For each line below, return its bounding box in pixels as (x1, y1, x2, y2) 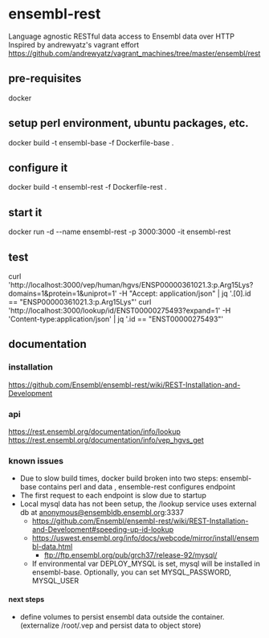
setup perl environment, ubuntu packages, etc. (8, 117, 249, 130)
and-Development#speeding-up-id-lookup (31, 525, 174, 534)
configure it (8, 161, 68, 174)
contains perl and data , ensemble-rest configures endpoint (38, 482, 235, 492)
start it (8, 206, 43, 219)
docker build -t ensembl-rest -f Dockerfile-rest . (8, 182, 167, 192)
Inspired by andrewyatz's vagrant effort (8, 39, 140, 49)
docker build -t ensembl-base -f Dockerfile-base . (8, 137, 174, 147)
